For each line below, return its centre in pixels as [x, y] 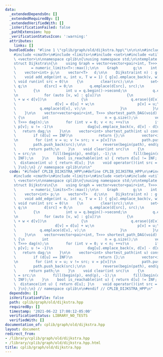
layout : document [23, 329]
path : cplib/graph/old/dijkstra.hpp [46, 302]
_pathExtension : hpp [30, 32]
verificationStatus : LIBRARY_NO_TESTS [49, 316]
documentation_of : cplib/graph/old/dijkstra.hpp [55, 325]
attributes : [22, 41]
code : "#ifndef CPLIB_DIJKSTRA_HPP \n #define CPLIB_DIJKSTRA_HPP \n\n [80, 172]
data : [10, 9]
